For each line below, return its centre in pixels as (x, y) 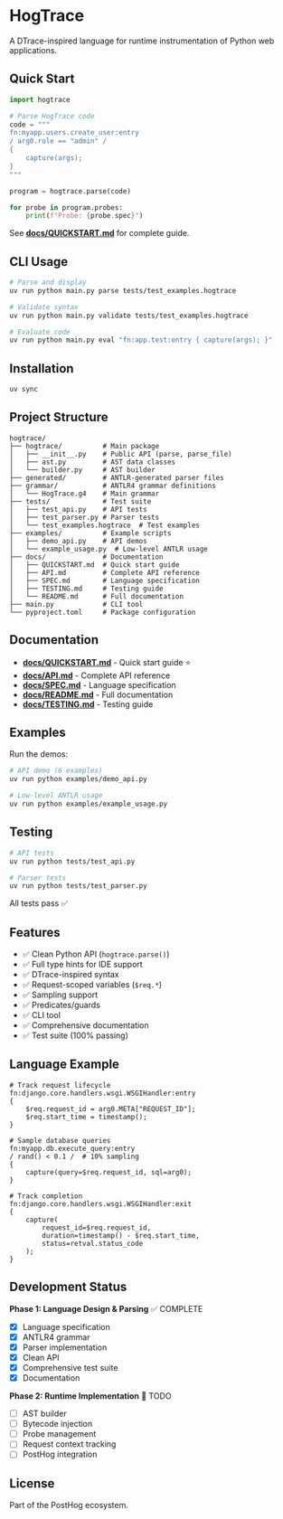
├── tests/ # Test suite (80, 501)
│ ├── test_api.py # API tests (78, 509)
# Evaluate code (40, 332)
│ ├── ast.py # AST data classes (93, 462)
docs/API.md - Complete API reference (96, 675)
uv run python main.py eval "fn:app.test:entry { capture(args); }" (141, 340)
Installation (42, 368)
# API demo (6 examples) (56, 771)
